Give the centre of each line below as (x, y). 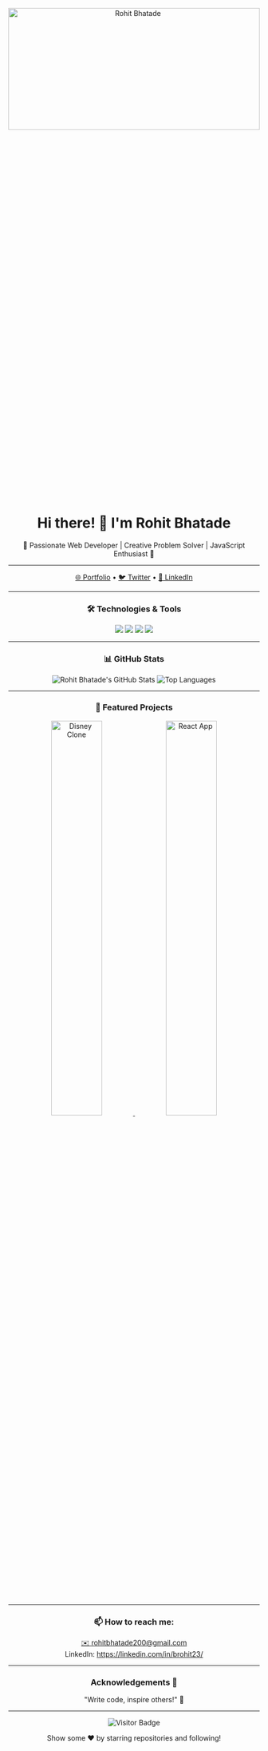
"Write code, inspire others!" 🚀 (134, 1700)
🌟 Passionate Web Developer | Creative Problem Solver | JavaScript (134, 545)
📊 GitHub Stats (134, 659)
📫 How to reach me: (134, 1622)
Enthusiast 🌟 (134, 553)
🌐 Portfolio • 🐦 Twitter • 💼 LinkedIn (134, 577)
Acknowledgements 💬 (134, 1682)
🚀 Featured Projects (134, 707)
